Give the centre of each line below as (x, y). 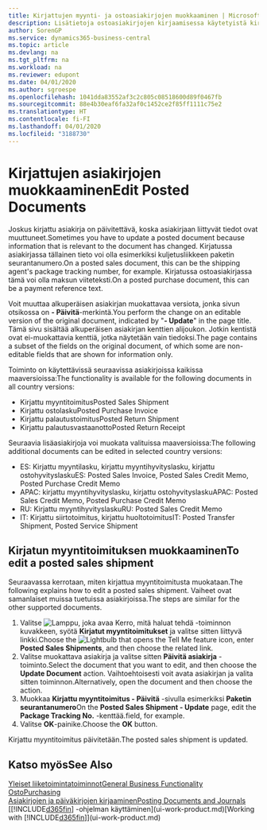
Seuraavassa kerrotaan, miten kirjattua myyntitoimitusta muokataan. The (126, 582)
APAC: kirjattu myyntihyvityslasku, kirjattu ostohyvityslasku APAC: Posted (139, 492)
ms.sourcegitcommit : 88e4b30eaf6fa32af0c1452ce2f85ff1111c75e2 (115, 104)
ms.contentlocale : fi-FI (49, 119)
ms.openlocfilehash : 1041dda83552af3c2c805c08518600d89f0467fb (115, 97)
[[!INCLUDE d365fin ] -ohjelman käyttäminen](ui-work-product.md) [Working (132, 809)
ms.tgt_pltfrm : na (39, 60)
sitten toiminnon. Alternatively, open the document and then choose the (136, 682)
